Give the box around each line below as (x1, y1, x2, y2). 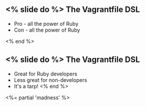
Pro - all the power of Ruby (13, 20, 79, 27)
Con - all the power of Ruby (13, 26, 80, 33)
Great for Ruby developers (13, 70, 78, 77)
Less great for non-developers (13, 76, 88, 84)
